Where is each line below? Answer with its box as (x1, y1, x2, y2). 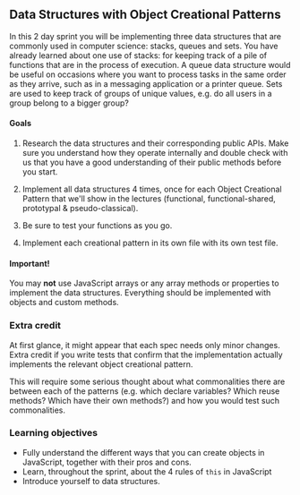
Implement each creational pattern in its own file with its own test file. (21, 237, 279, 249)
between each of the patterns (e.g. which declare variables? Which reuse (9, 385, 280, 397)
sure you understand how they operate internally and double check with (21, 148, 288, 158)
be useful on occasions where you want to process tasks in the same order (9, 69, 287, 80)
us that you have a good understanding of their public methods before (21, 157, 282, 168)
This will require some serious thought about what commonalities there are (9, 376, 286, 387)
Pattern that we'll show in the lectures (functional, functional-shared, (21, 193, 276, 204)
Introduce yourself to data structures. (21, 475, 161, 486)
